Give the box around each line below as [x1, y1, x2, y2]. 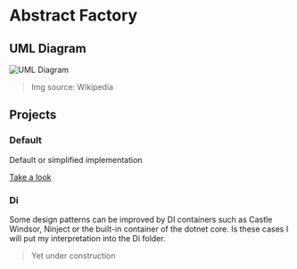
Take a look [9, 171, 52, 183]
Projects [9, 108, 57, 123]
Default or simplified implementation [9, 154, 143, 165]
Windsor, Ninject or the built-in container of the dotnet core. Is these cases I [9, 224, 289, 234]
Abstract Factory [9, 5, 138, 26]
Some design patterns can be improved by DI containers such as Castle [9, 214, 273, 224]
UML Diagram [9, 41, 87, 56]
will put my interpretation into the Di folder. [9, 232, 166, 243]
